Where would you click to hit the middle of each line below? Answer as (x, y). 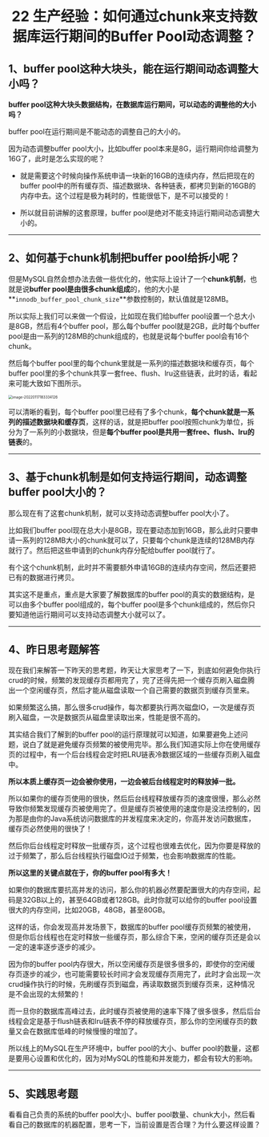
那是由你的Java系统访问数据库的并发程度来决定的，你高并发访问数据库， (135, 818)
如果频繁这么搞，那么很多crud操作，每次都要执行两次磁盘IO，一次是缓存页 (132, 708)
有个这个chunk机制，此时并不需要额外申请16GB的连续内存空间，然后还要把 (132, 567)
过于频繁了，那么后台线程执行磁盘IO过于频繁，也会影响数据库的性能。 (124, 856)
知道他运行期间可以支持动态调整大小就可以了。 (92, 614)
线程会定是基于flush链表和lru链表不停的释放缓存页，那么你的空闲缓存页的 (129, 1021)
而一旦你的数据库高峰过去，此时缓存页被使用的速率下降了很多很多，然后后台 (134, 1011)
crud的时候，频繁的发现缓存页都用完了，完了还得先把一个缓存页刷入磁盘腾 (132, 680)
